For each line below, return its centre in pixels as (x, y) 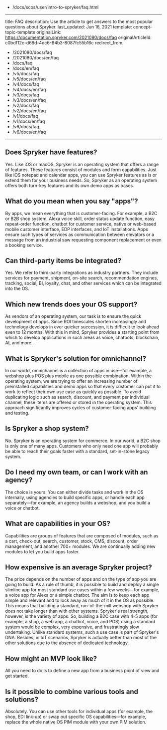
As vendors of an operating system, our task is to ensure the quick (73, 316)
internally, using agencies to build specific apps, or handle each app (75, 497)
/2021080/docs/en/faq (36, 58)
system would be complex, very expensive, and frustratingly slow (72, 627)
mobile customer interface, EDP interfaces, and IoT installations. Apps (77, 229)
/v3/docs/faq (26, 95)
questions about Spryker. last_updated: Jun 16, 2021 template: (69, 27)
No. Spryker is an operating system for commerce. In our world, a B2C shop (83, 441)
